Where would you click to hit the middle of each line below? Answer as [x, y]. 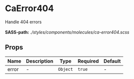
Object [66, 69]
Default [112, 61]
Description [40, 61]
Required [88, 61]
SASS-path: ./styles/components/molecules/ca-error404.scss [67, 32]
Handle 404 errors [23, 22]
